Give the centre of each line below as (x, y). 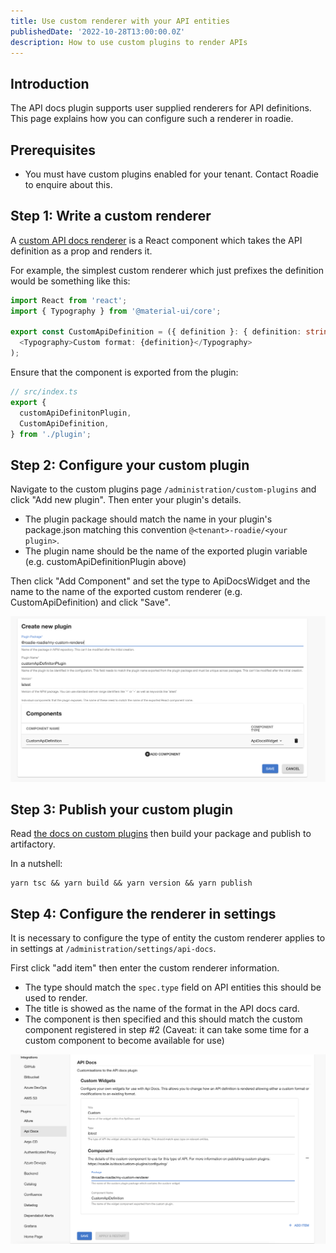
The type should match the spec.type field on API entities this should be (173, 987)
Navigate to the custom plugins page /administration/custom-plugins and (163, 489)
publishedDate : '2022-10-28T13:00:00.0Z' (98, 31)
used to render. (56, 998)
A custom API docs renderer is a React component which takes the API (156, 240)
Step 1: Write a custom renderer (111, 216)
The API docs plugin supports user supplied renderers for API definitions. (161, 108)
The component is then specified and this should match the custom (163, 1019)
